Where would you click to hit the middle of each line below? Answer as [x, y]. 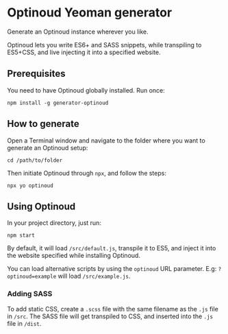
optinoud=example [32, 277]
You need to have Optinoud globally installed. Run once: [86, 90]
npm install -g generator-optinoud [58, 103]
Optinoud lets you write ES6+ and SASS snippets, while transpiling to [104, 45]
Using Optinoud [41, 206]
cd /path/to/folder [35, 160]
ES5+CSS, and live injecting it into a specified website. [84, 52]
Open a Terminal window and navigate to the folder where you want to [106, 140]
